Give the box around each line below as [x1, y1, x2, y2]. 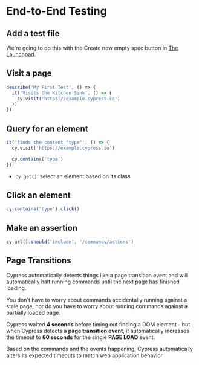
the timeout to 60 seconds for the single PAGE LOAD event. [6, 334, 155, 341]
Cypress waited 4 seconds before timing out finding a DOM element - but [6, 320, 191, 328]
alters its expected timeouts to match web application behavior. [6, 352, 165, 359]
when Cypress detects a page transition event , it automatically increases [6, 327, 189, 334]
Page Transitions [6, 256, 71, 266]
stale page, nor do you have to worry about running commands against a [6, 302, 188, 309]
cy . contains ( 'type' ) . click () [6, 206, 80, 212]
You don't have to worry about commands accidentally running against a [6, 296, 188, 303]
